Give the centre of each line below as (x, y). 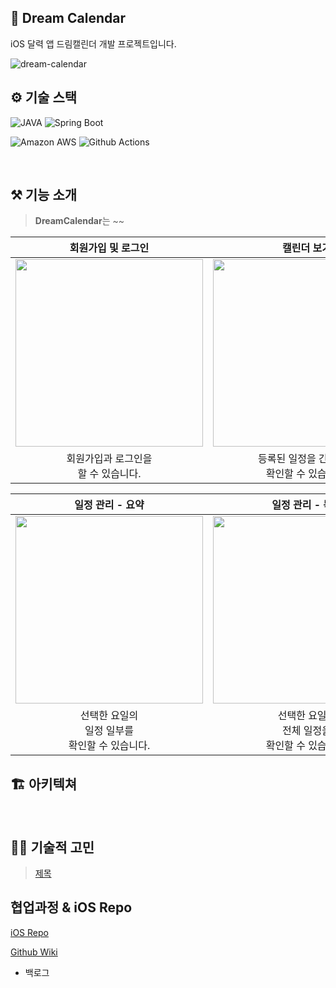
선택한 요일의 (109, 716)
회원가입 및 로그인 (109, 248)
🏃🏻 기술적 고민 (52, 847)
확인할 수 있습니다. (109, 746)
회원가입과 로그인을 (109, 459)
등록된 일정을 (287, 459)
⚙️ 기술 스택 (44, 97)
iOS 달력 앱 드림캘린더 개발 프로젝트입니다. (93, 43)
